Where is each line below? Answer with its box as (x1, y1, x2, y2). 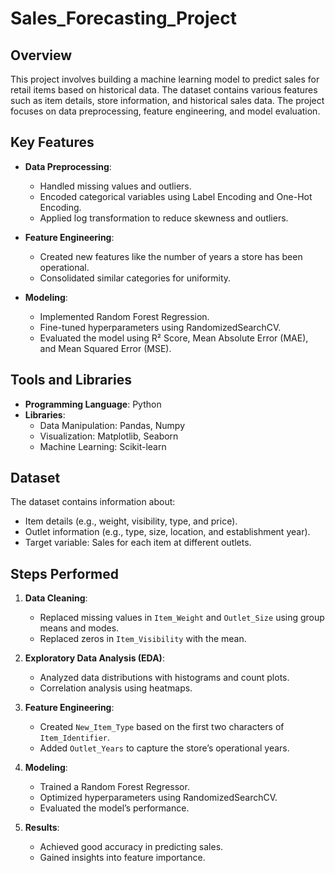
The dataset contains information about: (10, 496, 176, 508)
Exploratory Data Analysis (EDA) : (24, 652, 165, 664)
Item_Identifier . (39, 732, 111, 744)
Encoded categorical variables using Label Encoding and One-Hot (39, 190, 313, 202)
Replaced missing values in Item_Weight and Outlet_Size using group (39, 612, 325, 624)
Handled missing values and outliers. (39, 180, 192, 192)
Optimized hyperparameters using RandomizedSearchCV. (39, 792, 278, 804)
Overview (10, 47, 73, 64)
